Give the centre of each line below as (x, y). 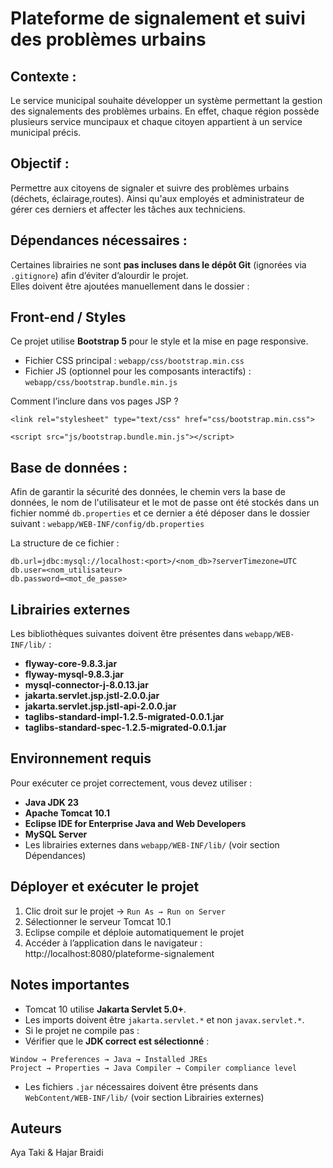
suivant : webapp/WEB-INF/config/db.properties (107, 524)
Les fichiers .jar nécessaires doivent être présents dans (141, 1086)
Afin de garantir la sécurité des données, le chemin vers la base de (148, 492)
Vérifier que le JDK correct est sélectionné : (117, 1041)
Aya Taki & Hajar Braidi (57, 1153)
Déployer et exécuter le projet (105, 887)
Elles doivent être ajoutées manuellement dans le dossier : (130, 286)
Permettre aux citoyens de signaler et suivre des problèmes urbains (150, 188)
